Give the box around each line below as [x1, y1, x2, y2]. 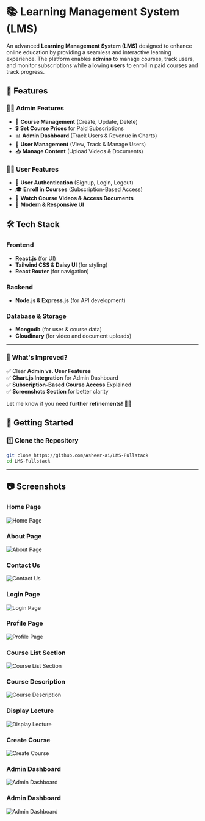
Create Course [6, 736, 51, 744]
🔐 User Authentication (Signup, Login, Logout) [15, 178, 134, 186]
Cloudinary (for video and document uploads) [15, 332, 132, 339]
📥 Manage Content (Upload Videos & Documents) [15, 147, 143, 154]
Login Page [6, 590, 41, 599]
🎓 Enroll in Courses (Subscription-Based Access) [15, 186, 143, 193]
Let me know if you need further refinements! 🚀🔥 [6, 400, 132, 407]
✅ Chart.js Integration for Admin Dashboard [6, 374, 119, 382]
